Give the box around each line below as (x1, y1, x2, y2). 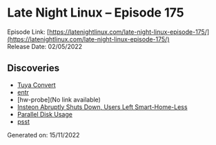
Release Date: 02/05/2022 (7, 42, 83, 50)
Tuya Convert (17, 81, 57, 89)
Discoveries (7, 62, 60, 74)
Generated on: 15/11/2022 (7, 130, 80, 139)
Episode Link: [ (7, 28, 50, 36)
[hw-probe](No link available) (17, 95, 101, 104)
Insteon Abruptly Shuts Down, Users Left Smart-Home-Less (17, 102, 188, 111)
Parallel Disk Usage (17, 110, 72, 118)
